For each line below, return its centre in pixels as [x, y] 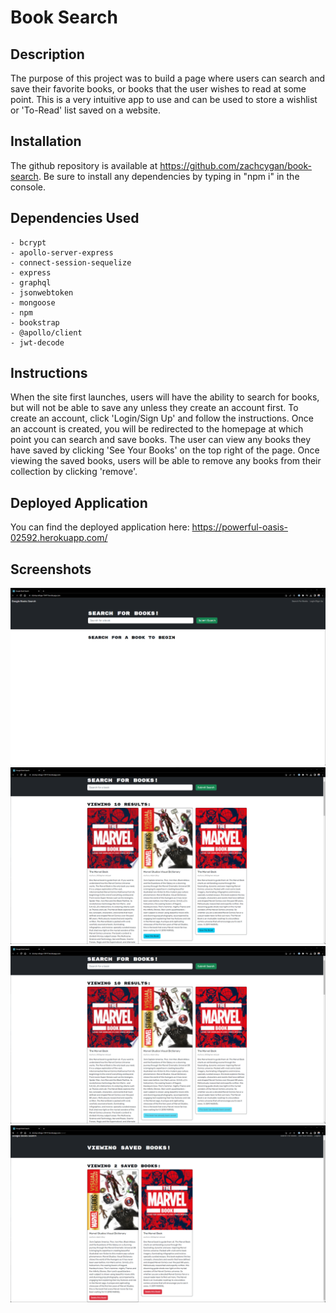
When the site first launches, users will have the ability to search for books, [165, 397]
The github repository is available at [84, 165]
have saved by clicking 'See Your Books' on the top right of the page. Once [165, 450]
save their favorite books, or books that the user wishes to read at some [158, 89]
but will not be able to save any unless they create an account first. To [154, 408]
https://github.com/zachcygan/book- [235, 165]
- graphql [31, 282]
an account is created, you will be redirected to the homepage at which [157, 429]
